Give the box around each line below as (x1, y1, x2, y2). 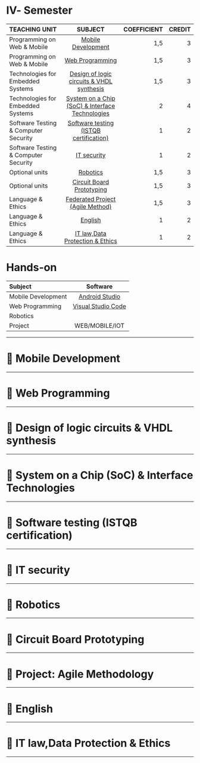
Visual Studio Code (73, 302, 126, 310)
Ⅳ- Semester (6, 4, 73, 17)
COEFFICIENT (123, 25, 164, 33)
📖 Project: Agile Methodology (6, 667, 154, 681)
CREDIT (168, 25, 191, 33)
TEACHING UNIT (9, 25, 57, 33)
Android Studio (78, 292, 121, 300)
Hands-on (6, 261, 57, 275)
